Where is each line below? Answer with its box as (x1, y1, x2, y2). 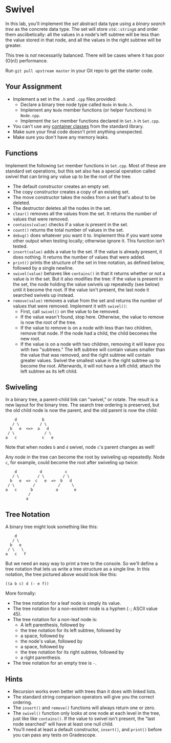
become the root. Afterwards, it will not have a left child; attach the (20, 362, 161, 369)
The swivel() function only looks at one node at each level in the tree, (12, 710, 160, 716)
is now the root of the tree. (20, 319, 77, 325)
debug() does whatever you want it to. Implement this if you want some (12, 232, 163, 238)
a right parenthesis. (20, 654, 61, 661)
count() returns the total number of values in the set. (12, 227, 124, 233)
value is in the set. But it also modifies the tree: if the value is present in (12, 275, 163, 282)
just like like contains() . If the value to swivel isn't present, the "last (12, 715, 155, 722)
